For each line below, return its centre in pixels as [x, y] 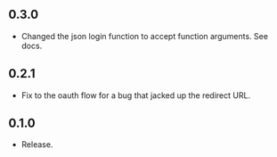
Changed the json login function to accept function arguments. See [145, 36]
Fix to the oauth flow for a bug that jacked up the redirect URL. [136, 95]
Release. [37, 145]
